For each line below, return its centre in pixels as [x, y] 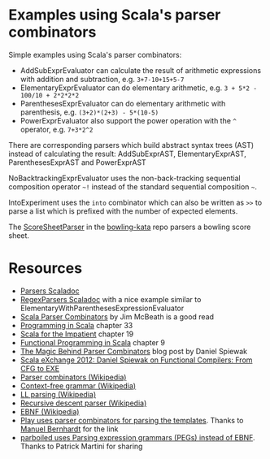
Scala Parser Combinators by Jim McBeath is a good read [117, 316]
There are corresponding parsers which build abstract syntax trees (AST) [131, 145]
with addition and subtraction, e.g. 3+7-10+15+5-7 [102, 79]
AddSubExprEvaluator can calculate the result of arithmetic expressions [141, 70]
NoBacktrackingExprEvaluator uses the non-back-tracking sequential [125, 178]
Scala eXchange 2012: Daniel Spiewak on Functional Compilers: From [136, 360]
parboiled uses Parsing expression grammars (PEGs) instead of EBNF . [137, 437]
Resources [46, 268]
